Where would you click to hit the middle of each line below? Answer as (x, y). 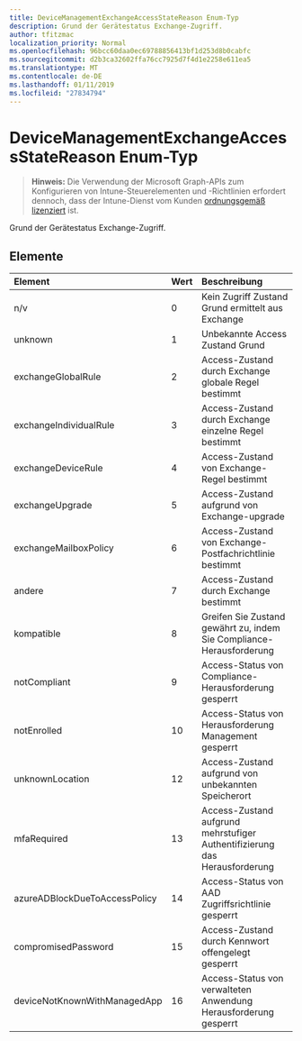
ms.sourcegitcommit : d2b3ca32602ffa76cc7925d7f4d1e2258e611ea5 (130, 59)
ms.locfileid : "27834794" (58, 93)
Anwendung (227, 1001)
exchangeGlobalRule (58, 377)
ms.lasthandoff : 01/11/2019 (62, 85)
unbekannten (230, 785)
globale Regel (231, 382)
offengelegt (226, 953)
